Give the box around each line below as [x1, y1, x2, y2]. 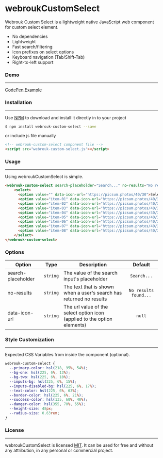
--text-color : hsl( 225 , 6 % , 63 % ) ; [9, 388, 79, 393]
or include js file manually [5, 133, 56, 139]
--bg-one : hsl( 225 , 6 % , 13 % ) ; [9, 370, 70, 375]
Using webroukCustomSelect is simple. [5, 174, 83, 180]
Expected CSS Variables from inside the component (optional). [5, 352, 130, 358]
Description [79, 262, 107, 268]
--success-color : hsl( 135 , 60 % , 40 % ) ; [9, 397, 88, 402]
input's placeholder [63, 276, 108, 282]
